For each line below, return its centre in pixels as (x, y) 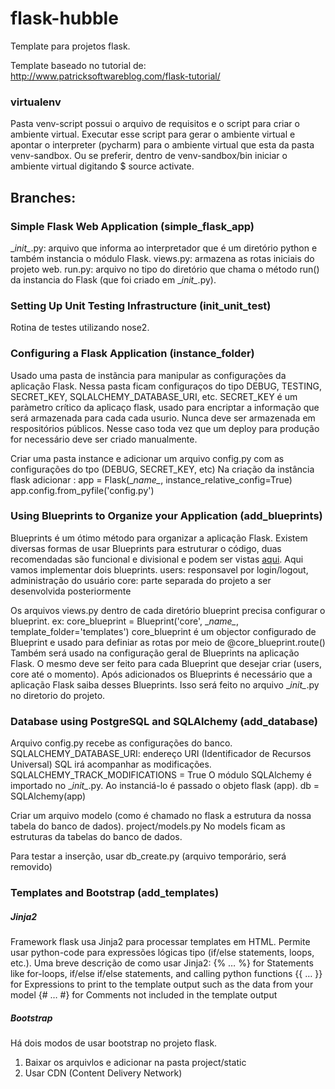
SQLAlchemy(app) (48, 796)
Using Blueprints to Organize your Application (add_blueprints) (166, 516)
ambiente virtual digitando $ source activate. (102, 166)
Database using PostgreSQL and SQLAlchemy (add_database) (164, 721)
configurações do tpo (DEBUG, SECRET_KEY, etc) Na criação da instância (162, 469)
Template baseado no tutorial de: (78, 65)
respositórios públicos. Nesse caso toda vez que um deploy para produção (165, 428)
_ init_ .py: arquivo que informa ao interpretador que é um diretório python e (164, 248)
